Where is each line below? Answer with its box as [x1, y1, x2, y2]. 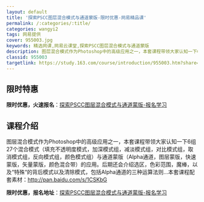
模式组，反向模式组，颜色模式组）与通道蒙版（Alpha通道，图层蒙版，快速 [11, 153, 196, 161]
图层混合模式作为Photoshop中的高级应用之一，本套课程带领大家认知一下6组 [6, 138, 196, 145]
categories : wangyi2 [6, 26, 59, 32]
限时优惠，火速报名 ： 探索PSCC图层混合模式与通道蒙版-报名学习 [6, 101, 167, 108]
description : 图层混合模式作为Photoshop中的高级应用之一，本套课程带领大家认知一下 [6, 49, 197, 55]
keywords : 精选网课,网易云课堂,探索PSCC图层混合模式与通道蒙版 [6, 43, 150, 49]
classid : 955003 [6, 54, 47, 60]
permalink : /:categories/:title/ [6, 20, 91, 26]
